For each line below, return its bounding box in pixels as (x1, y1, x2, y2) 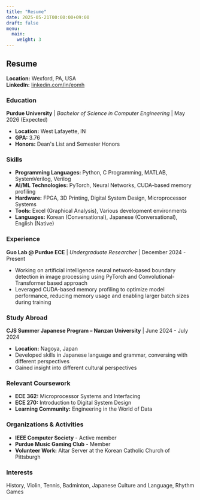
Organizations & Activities (6, 420, 84, 429)
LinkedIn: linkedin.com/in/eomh (6, 81, 85, 88)
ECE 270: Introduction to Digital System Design (14, 399, 132, 406)
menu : (6, 25, 20, 32)
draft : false (6, 20, 39, 26)
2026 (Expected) (6, 116, 48, 124)
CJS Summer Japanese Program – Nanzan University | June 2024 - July (6, 327, 189, 334)
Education (6, 96, 37, 104)
